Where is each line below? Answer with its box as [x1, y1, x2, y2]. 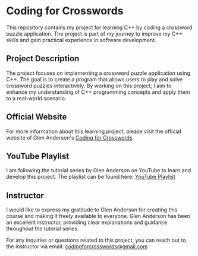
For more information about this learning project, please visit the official [6, 128, 181, 135]
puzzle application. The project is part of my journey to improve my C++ [6, 30, 183, 37]
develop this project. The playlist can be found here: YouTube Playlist [6, 173, 175, 181]
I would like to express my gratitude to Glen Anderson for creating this [6, 206, 178, 213]
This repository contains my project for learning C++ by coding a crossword [6, 24, 193, 31]
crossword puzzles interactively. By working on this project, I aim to [6, 82, 172, 89]
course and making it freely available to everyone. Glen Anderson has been [6, 213, 190, 220]
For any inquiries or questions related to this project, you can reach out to [6, 236, 186, 244]
